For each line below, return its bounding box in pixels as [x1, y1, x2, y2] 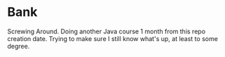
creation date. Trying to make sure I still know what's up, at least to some [7, 34, 219, 42]
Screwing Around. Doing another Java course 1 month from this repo [7, 27, 205, 35]
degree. [7, 42, 30, 50]
